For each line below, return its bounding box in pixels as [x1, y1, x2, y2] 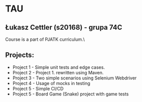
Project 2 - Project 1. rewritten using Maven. [12, 69, 104, 75]
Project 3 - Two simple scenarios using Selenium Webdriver [12, 75, 137, 81]
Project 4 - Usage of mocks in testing [12, 80, 91, 86]
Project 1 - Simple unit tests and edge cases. [12, 64, 105, 70]
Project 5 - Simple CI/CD [12, 85, 64, 91]
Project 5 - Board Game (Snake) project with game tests [12, 91, 129, 97]
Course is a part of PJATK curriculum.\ [5, 36, 85, 42]
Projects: [5, 51, 34, 59]
